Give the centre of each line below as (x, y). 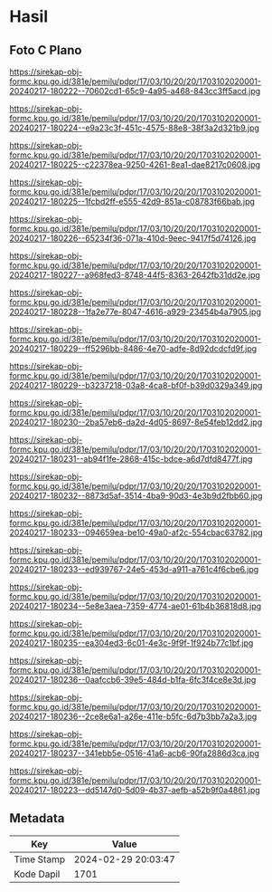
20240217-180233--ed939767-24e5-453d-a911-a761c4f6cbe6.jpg (134, 569)
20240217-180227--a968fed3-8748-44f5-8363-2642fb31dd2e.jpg (135, 275)
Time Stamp (40, 859)
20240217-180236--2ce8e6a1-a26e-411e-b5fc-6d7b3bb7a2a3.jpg (133, 716)
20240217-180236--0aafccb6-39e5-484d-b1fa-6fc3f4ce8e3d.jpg (133, 680)
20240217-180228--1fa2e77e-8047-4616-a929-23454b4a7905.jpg (136, 312)
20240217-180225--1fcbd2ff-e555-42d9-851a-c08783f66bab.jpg (132, 201)
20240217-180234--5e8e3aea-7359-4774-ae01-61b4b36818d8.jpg (136, 606)
